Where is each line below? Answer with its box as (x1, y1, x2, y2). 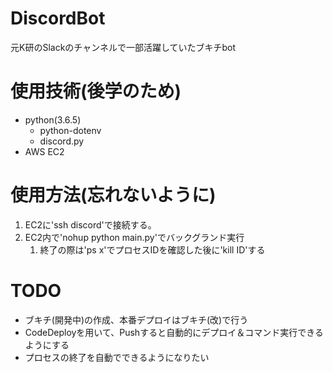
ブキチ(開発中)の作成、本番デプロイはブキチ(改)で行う (24, 313, 249, 326)
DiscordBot (10, 7, 106, 30)
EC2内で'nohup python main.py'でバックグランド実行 (24, 231, 245, 243)
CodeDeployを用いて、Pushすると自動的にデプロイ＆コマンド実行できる (24, 326, 324, 338)
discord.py (39, 135, 85, 147)
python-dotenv (39, 124, 102, 136)
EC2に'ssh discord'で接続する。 (24, 218, 157, 231)
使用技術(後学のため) (10, 80, 182, 103)
